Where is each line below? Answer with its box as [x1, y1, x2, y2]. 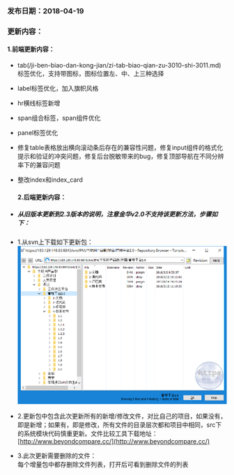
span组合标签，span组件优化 [17, 114, 101, 123]
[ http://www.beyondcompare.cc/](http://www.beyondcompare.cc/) [17, 437, 210, 445]
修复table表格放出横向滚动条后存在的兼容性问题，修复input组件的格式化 [17, 143, 224, 152]
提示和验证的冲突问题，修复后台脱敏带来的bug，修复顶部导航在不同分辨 [17, 152, 224, 161]
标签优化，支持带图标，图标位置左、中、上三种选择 [17, 70, 164, 78]
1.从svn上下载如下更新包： [17, 238, 94, 246]
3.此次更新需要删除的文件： [17, 451, 97, 460]
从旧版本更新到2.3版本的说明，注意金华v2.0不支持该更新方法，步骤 [17, 210, 212, 219]
